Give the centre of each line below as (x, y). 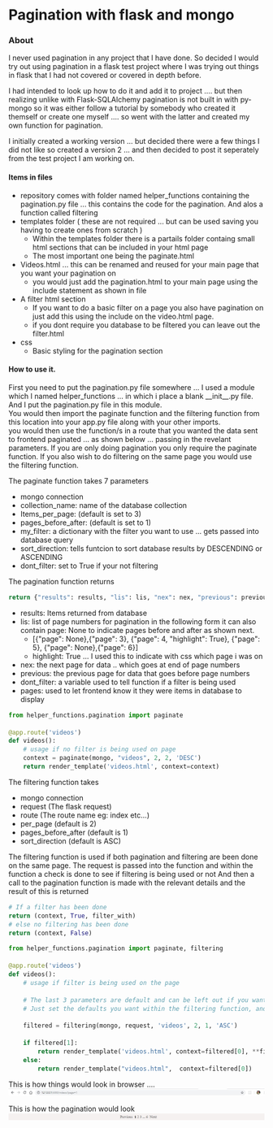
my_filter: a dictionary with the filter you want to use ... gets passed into (140, 531)
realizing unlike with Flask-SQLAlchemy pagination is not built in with (123, 100)
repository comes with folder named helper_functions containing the (135, 195)
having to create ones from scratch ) (81, 230)
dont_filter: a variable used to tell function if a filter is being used (128, 682)
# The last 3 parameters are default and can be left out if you (136, 1000)
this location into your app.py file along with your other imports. (115, 422)
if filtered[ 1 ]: (51, 1043)
